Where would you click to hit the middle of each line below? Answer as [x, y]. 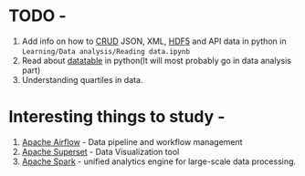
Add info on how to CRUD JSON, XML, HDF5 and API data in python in [154, 41]
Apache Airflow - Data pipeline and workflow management [132, 141]
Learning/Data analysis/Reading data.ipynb [106, 51]
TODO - [37, 16]
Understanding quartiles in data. [82, 79]
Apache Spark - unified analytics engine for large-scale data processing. [159, 161]
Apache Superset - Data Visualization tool [100, 151]
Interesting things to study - [117, 117]
